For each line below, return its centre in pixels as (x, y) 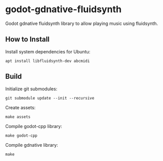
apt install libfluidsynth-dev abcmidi (48, 61)
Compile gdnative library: (32, 145)
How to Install (28, 39)
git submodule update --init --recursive (50, 98)
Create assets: (20, 107)
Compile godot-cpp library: (34, 126)
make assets (18, 117)
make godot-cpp (21, 136)
